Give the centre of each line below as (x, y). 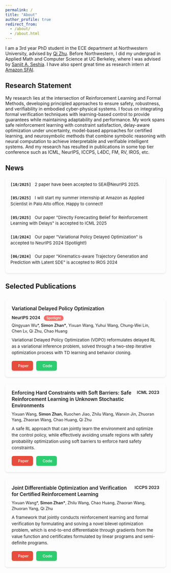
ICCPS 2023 (147, 488)
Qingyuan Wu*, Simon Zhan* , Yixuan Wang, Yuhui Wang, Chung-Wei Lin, (81, 325)
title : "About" (21, 15)
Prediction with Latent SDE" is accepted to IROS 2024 (64, 262)
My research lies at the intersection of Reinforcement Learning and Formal (83, 98)
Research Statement (38, 86)
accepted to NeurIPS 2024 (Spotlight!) (49, 243)
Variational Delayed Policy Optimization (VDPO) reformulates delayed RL (84, 340)
